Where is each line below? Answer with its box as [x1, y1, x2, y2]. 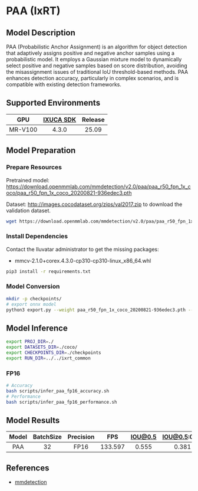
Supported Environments [6, 98, 101, 108]
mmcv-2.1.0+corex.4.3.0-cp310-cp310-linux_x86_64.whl [14, 257, 151, 264]
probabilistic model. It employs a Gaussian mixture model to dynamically [6, 56, 182, 63]
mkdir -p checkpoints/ [6, 296, 62, 302]
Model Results [6, 415, 60, 425]
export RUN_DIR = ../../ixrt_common [6, 355, 91, 361]
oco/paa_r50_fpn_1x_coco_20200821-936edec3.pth [6, 189, 132, 196]
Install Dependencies [6, 232, 68, 240]
